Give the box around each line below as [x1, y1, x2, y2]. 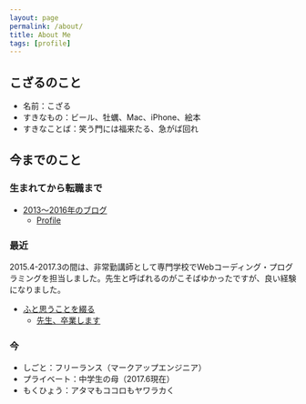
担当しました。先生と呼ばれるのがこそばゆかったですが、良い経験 [48, 273, 297, 284]
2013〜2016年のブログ [22, 204, 107, 215]
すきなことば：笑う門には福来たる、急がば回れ [22, 124, 199, 135]
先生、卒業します [36, 315, 101, 326]
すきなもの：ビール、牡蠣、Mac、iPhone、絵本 [22, 112, 201, 123]
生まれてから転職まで [9, 182, 103, 195]
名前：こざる [22, 101, 71, 112]
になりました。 [9, 284, 66, 296]
